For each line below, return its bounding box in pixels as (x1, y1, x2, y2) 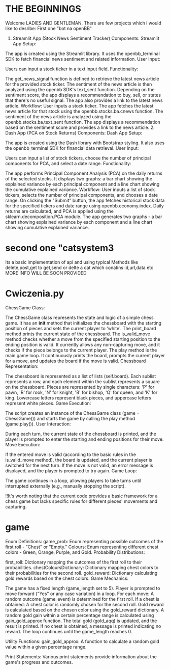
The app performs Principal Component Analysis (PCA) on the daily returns (5, 170, 162, 176)
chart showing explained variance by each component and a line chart (5, 219, 153, 225)
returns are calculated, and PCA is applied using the (5, 208, 114, 214)
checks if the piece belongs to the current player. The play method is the (5, 347, 157, 353)
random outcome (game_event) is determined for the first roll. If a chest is (5, 596, 160, 602)
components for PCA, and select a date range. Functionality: (5, 160, 131, 166)
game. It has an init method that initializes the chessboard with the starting (5, 319, 161, 326)
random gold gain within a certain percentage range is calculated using (5, 612, 154, 618)
